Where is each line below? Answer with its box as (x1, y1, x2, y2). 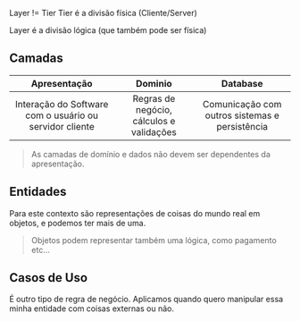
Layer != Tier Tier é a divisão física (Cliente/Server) (9, 8, 198, 18)
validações (130, 125, 177, 138)
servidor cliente (29, 120, 96, 132)
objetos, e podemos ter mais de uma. (9, 217, 146, 228)
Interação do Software (14, 97, 109, 110)
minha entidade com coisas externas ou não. (9, 303, 174, 314)
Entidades (9, 184, 67, 199)
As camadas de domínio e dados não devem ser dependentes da (30, 148, 271, 159)
